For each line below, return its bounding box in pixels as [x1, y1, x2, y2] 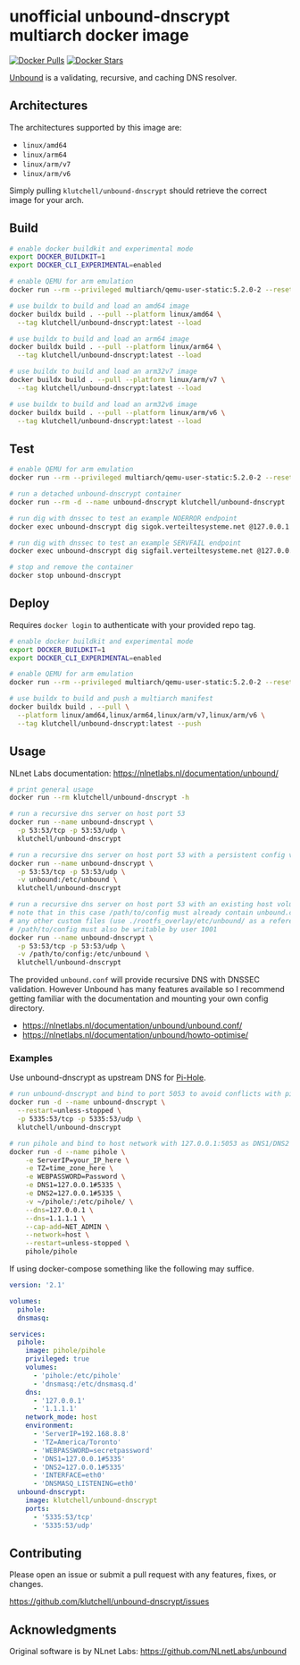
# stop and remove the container [9, 563, 134, 572]
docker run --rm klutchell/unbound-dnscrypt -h [9, 794, 190, 803]
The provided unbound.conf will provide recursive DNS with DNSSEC [9, 974, 261, 985]
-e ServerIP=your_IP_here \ [25, 1156, 129, 1165]
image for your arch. [9, 194, 85, 205]
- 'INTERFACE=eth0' [32, 1471, 105, 1480]
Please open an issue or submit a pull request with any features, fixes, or [9, 1569, 277, 1580]
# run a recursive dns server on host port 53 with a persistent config [9, 850, 286, 860]
